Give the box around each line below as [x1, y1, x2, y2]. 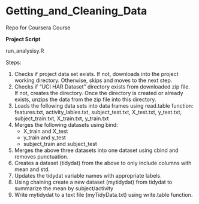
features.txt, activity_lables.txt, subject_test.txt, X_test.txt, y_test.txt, [14, 108, 182, 115]
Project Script [5, 35, 41, 42]
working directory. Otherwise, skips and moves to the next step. [14, 77, 173, 84]
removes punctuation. [14, 153, 68, 160]
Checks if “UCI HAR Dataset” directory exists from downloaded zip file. [14, 83, 190, 90]
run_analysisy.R [5, 47, 44, 54]
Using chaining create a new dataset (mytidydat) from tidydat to [14, 178, 173, 185]
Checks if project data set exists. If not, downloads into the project [14, 70, 179, 77]
